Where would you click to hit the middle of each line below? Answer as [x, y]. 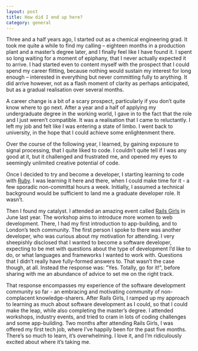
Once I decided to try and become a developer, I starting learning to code [95, 175]
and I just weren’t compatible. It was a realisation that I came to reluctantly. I [98, 120]
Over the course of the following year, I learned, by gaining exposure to [93, 144]
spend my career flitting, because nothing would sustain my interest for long [99, 71]
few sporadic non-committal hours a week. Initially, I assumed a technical [95, 187]
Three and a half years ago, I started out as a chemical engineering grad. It [97, 40]
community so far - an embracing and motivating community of [83, 292]
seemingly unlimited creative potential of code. [63, 163]
